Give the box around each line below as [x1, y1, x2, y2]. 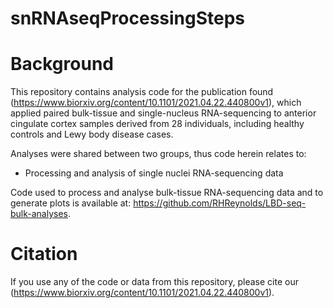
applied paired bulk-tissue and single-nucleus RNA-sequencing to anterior [10, 107, 317, 119]
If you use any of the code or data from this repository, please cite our [10, 276, 299, 288]
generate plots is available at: [10, 197, 132, 209]
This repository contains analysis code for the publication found [10, 86, 274, 98]
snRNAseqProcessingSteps [10, 7, 246, 30]
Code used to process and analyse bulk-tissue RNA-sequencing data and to [10, 187, 324, 199]
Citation [10, 243, 78, 266]
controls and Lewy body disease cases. [10, 128, 174, 141]
